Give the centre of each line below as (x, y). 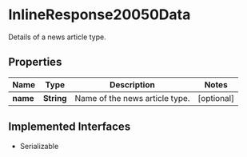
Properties (35, 62)
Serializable (39, 146)
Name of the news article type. (132, 98)
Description (132, 84)
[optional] (216, 98)
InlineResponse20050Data (100, 15)
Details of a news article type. (57, 37)
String (55, 98)
